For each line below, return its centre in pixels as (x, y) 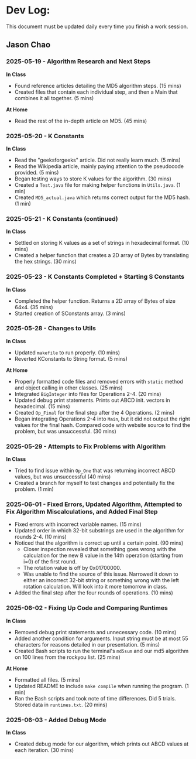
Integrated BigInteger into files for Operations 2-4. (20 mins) (88, 394)
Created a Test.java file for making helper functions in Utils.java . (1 (97, 184)
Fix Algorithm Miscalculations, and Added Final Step (82, 512)
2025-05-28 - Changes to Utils (51, 329)
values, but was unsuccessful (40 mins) (63, 477)
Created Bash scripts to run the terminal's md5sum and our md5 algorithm (102, 651)
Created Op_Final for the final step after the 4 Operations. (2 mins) (94, 412)
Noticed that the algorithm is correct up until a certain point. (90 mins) (99, 543)
